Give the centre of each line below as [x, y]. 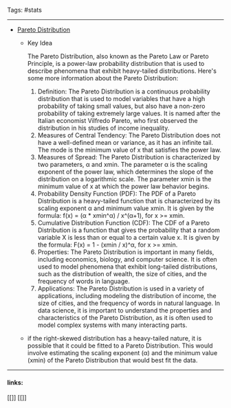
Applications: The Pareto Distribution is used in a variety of [121, 288]
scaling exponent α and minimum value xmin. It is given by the [126, 208]
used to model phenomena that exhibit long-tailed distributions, [128, 267]
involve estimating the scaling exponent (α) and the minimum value [122, 353]
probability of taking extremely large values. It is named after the [129, 113]
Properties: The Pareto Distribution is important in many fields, [126, 252]
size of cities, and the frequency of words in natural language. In [129, 303]
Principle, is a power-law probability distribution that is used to [116, 64]
